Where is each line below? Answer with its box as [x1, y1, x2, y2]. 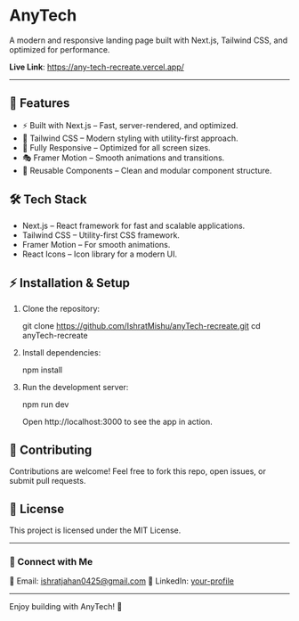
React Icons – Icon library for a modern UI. [21, 249, 178, 259]
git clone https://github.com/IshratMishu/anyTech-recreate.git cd [21, 321, 261, 331]
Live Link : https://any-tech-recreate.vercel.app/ [9, 61, 185, 72]
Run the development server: [21, 382, 129, 393]
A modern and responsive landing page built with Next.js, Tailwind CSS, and [9, 35, 287, 45]
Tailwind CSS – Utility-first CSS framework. [21, 229, 181, 241]
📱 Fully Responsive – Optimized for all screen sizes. [21, 142, 211, 152]
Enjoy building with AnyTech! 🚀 [9, 601, 123, 612]
